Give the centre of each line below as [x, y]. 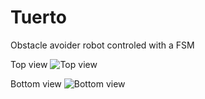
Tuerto [38, 17]
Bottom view [36, 83]
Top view [29, 64]
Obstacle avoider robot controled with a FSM [102, 45]
